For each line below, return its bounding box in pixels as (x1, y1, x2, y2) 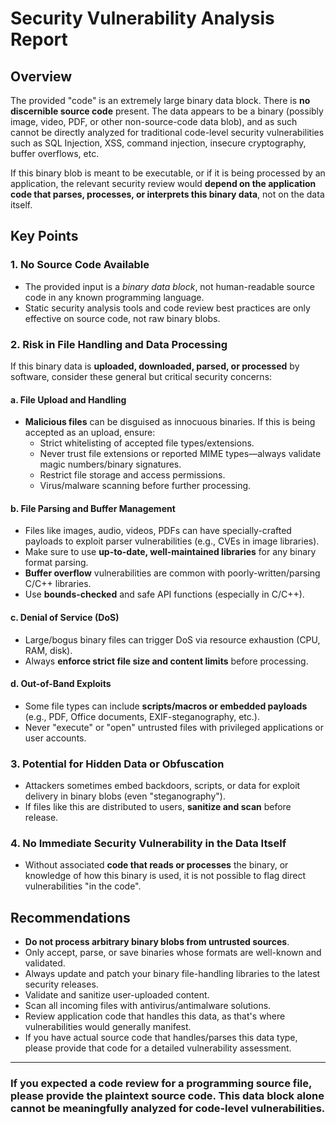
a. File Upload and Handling (10, 393, 127, 406)
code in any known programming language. (24, 291, 205, 303)
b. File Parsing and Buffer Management (10, 502, 176, 514)
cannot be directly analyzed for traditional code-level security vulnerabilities (10, 127, 325, 138)
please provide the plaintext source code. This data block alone (10, 1089, 325, 1103)
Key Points (10, 228, 79, 245)
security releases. (24, 978, 99, 991)
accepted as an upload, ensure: (24, 427, 156, 439)
